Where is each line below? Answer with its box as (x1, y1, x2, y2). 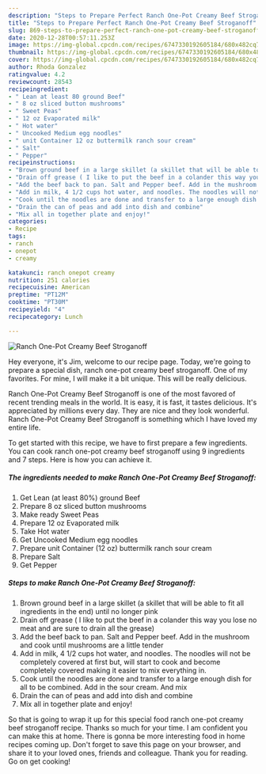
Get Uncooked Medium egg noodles (19, 535, 139, 544)
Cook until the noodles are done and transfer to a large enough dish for (19, 673, 252, 683)
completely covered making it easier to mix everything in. (19, 666, 207, 675)
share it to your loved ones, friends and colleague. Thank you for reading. (8, 748, 248, 757)
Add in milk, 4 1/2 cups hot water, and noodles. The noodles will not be (19, 648, 251, 658)
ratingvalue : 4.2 (8, 70, 66, 78)
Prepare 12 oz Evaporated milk (19, 518, 120, 527)
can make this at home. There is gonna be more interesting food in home (8, 731, 245, 741)
